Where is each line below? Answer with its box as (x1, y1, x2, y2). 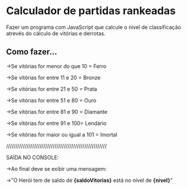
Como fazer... (6, 47, 57, 57)
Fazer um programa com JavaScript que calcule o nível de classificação (6, 24, 181, 31)
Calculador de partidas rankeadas (6, 4, 176, 18)
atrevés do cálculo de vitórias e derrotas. (6, 29, 106, 37)
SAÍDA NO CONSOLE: (6, 154, 59, 161)
